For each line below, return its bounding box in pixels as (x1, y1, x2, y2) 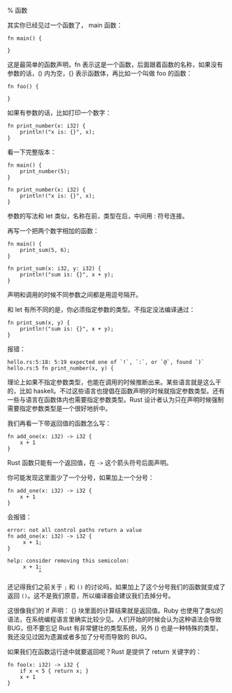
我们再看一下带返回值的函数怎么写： (7, 419, 112, 427)
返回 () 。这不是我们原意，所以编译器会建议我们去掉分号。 (7, 591, 175, 600)
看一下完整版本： (7, 148, 57, 156)
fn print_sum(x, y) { (7, 319, 71, 326)
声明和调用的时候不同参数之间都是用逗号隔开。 (7, 290, 142, 299)
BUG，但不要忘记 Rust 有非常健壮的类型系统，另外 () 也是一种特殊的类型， (7, 624, 222, 632)
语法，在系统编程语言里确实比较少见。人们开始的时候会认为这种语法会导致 (7, 615, 222, 623)
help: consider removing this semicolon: (7, 557, 130, 564)
